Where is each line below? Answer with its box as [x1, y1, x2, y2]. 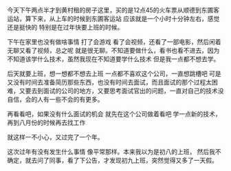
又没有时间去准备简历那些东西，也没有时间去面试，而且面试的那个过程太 [7, 78, 212, 86]
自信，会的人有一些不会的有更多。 [7, 95, 104, 103]
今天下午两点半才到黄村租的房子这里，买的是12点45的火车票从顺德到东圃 [7, 6, 214, 14]
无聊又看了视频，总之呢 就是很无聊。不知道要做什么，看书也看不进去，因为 [7, 47, 220, 54]
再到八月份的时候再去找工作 [7, 119, 86, 126]
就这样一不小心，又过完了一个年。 [7, 133, 104, 141]
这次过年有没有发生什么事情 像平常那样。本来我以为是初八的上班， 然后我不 [7, 148, 221, 156]
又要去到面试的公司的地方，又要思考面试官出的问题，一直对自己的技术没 [19, 87, 224, 95]
